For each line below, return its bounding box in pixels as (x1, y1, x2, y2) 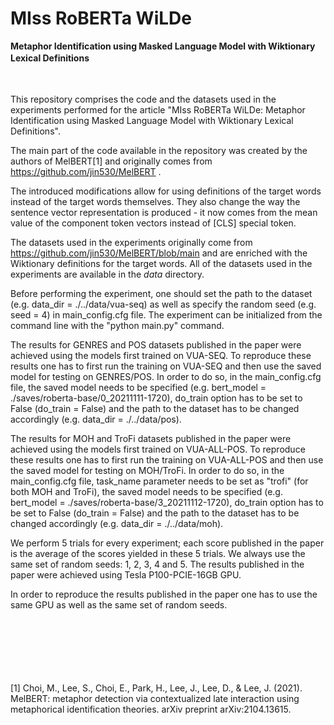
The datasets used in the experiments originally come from (10, 236, 253, 248)
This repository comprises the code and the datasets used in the (10, 93, 277, 105)
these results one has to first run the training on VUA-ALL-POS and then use (10, 453, 324, 466)
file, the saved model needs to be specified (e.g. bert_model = (10, 381, 267, 393)
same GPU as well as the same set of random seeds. (10, 598, 228, 611)
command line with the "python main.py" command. (10, 319, 225, 331)
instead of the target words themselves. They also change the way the (10, 195, 301, 207)
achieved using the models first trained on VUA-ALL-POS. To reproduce (10, 443, 306, 455)
